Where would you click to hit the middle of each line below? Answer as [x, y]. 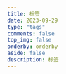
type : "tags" [26, 27]
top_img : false [29, 40]
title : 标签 [24, 14]
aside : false [26, 54]
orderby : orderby [33, 47]
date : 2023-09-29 [33, 20]
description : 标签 [33, 60]
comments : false [31, 33]
